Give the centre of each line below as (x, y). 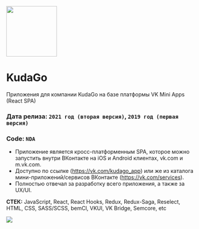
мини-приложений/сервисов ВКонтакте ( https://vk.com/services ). (99, 177)
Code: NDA (21, 139)
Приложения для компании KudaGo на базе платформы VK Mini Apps (96, 94)
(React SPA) (21, 101)
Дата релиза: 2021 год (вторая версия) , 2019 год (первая (93, 116)
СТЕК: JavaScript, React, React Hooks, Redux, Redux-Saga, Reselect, (93, 202)
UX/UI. (23, 190)
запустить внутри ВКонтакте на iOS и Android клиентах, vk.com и (99, 158)
